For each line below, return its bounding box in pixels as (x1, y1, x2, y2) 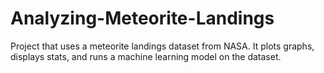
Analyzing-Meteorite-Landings (10, 7, 275, 30)
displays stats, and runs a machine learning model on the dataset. (10, 50, 282, 62)
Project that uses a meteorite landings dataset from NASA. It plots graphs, (10, 40, 315, 52)
